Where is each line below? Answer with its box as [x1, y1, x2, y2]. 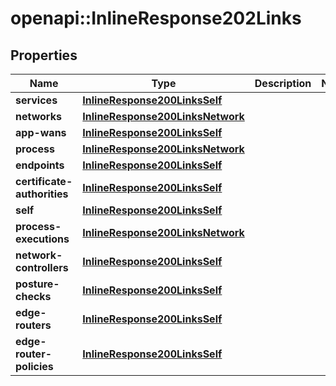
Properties [10, 47, 78, 64]
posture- [15, 277, 60, 291]
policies [15, 360, 54, 373]
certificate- [15, 175, 73, 188]
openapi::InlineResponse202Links [10, 7, 302, 30]
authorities [15, 187, 69, 201]
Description [254, 77, 312, 90]
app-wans [15, 126, 67, 139]
